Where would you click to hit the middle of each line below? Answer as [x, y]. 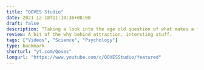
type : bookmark [25, 46]
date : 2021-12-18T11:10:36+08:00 [49, 18]
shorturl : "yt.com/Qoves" [39, 52]
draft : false [23, 23]
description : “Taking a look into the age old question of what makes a [100, 29]
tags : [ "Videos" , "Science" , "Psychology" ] [62, 40]
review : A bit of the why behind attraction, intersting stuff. [89, 35]
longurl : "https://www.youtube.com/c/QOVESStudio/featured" [84, 57]
